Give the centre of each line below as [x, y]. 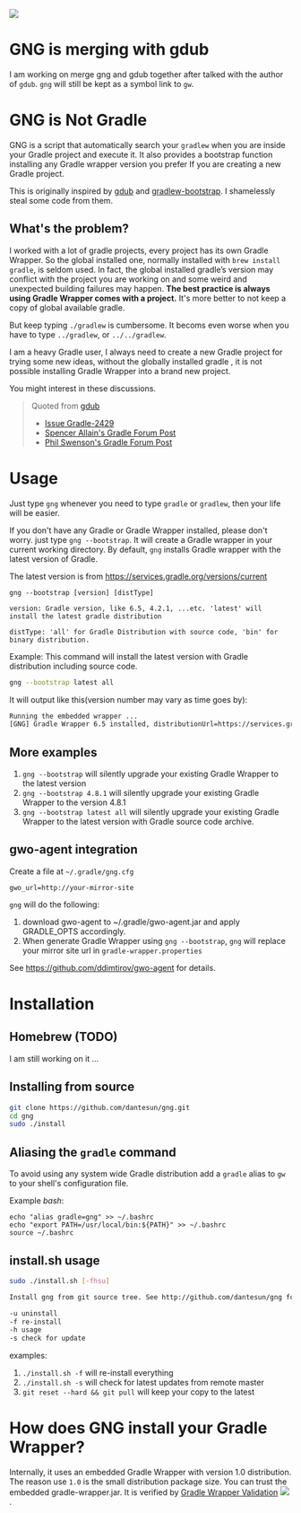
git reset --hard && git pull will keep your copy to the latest [138, 1392]
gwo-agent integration [74, 849]
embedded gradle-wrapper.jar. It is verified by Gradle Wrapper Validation [144, 1492]
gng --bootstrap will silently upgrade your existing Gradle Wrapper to [150, 774]
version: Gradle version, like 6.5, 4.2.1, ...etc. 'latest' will [136, 608]
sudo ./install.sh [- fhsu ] [60, 1281]
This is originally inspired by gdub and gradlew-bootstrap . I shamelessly [142, 191]
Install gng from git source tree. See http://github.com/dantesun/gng [146, 1297]
